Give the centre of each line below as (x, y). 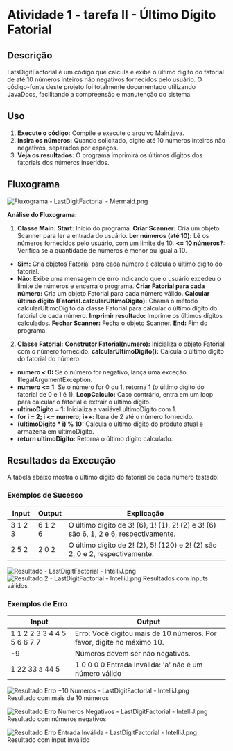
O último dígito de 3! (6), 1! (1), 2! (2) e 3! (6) (142, 525)
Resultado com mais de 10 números (58, 698)
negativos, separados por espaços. (68, 148)
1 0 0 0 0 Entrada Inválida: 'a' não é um (139, 665)
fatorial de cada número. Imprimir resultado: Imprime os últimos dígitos (120, 315)
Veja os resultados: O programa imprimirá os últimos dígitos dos (110, 155)
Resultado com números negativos (57, 719)
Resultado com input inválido (49, 740)
